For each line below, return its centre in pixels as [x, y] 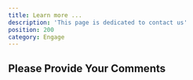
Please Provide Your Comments [87, 68]
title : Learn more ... [45, 15]
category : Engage [36, 37]
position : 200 [31, 30]
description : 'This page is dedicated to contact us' [98, 23]
